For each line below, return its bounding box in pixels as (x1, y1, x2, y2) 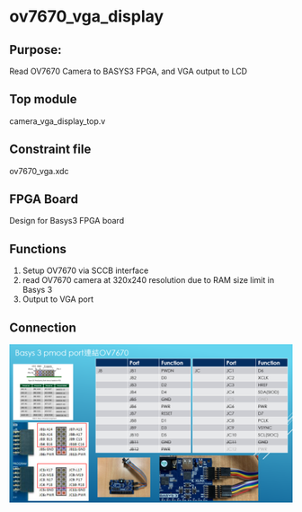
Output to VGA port (22, 294, 94, 305)
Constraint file (9, 142, 92, 157)
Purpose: (9, 42, 62, 57)
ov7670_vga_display (9, 6, 164, 27)
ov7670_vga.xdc (9, 165, 69, 176)
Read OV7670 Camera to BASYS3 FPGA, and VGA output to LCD (9, 66, 248, 76)
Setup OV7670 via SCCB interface (22, 265, 149, 276)
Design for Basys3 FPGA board (9, 216, 124, 226)
